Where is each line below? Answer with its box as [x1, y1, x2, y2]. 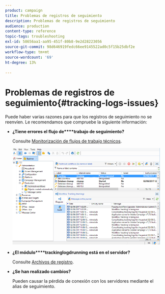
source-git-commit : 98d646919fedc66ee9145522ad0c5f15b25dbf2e [5, 44, 135, 49]
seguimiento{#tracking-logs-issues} [5, 98, 159, 109]
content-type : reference [5, 29, 56, 34]
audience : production [5, 24, 50, 29]
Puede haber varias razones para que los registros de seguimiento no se [5, 114, 152, 120]
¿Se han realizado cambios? [12, 269, 71, 275]
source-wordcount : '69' [5, 55, 54, 60]
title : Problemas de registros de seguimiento [5, 13, 102, 18]
